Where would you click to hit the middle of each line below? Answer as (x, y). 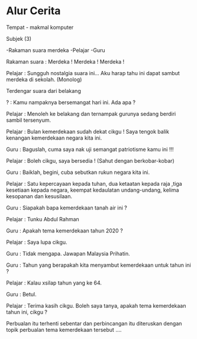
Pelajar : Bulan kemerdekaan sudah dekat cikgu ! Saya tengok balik (88, 131)
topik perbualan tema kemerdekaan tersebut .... (64, 330)
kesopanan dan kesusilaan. (39, 196)
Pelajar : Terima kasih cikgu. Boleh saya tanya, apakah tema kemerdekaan (96, 305)
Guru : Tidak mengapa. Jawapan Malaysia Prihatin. (68, 253)
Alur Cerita (33, 11)
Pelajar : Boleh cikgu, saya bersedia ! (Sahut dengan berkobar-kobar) (90, 160)
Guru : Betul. (21, 294)
